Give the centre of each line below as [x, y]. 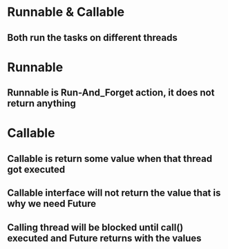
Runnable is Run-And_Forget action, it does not [111, 93]
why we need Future [52, 204]
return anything [41, 103]
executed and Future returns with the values [104, 238]
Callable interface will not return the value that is [114, 193]
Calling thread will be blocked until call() [95, 227]
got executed [36, 169]
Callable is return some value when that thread [110, 159]
